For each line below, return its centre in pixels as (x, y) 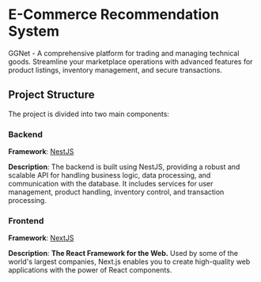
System (34, 31)
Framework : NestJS (41, 152)
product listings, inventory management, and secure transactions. (115, 70)
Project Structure (51, 95)
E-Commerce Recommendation (114, 15)
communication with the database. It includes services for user (111, 184)
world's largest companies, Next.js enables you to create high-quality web (129, 261)
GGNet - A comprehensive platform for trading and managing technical (124, 53)
